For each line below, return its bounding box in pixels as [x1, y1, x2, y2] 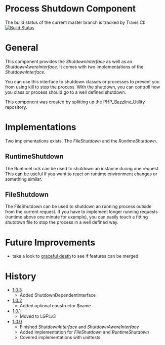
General [5, 42, 39, 54]
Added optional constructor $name [19, 303, 91, 309]
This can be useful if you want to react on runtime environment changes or [5, 171, 158, 177]
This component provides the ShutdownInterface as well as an [5, 58, 132, 65]
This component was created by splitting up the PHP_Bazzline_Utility [5, 99, 145, 105]
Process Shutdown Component [5, 3, 136, 14]
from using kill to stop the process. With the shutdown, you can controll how [5, 84, 161, 90]
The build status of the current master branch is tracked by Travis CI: [5, 19, 146, 25]
